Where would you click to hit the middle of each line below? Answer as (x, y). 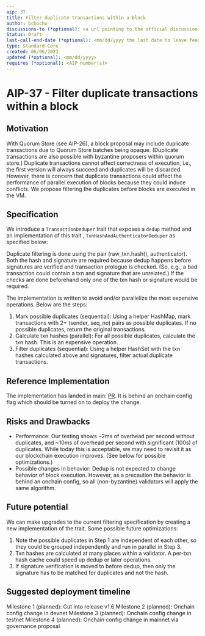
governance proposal (33, 626)
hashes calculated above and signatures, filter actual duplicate (94, 355)
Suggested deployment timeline (69, 592)
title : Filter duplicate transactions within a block (76, 18)
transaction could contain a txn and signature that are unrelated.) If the (95, 273)
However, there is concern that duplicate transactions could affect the (94, 176)
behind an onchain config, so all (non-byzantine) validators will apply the (106, 481)
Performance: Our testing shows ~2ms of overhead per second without (105, 436)
